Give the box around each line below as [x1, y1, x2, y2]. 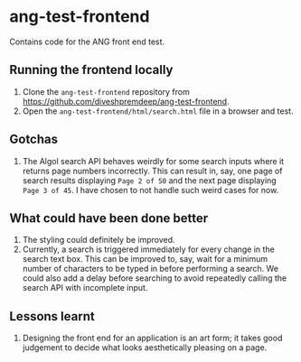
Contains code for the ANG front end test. [9, 36, 165, 47]
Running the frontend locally [9, 62, 174, 78]
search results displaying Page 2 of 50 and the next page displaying [22, 174, 277, 186]
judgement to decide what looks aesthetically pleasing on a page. [22, 342, 268, 353]
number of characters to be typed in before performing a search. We [22, 264, 278, 274]
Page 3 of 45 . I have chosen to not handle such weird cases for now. [22, 184, 279, 195]
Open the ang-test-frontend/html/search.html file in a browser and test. [22, 106, 294, 116]
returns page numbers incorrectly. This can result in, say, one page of [22, 165, 283, 176]
